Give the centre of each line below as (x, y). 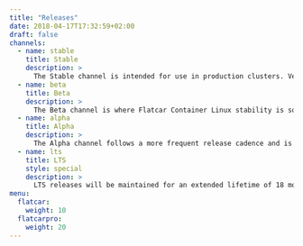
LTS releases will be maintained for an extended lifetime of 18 (158, 186)
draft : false (34, 34)
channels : (28, 43)
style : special (54, 169)
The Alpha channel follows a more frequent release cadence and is (163, 143)
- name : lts (40, 151)
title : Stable (52, 59)
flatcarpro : (40, 219)
